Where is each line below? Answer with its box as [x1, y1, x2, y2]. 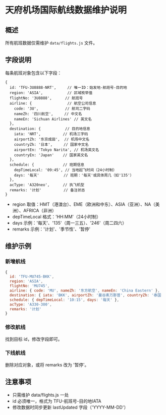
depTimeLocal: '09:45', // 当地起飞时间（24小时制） [14, 167, 117, 173]
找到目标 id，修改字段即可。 [5, 336, 62, 342]
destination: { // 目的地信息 [9, 126, 91, 131]
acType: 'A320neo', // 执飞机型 [9, 182, 85, 187]
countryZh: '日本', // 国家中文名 [14, 142, 89, 147]
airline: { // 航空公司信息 [9, 101, 97, 106]
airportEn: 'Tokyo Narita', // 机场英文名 [14, 147, 99, 152]
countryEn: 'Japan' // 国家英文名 [14, 152, 88, 158]
